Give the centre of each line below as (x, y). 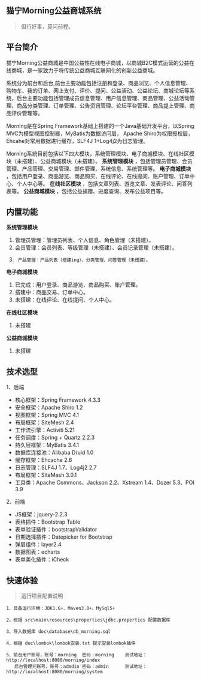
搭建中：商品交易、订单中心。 (51, 292)
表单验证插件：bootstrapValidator (56, 530)
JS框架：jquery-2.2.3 (41, 515)
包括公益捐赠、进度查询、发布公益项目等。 (114, 191)
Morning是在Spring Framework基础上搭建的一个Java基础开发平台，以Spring (100, 126)
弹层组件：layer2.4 (38, 545)
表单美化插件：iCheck (42, 560)
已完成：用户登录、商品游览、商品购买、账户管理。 (78, 285)
